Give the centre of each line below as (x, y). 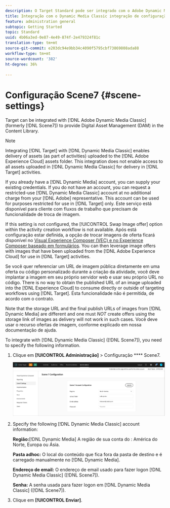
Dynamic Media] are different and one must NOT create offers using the (80, 314)
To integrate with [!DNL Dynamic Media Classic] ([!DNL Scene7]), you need (83, 340)
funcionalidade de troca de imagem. (43, 214)
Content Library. (22, 131)
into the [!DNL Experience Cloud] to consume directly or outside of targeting (85, 288)
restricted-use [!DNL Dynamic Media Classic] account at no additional (78, 193)
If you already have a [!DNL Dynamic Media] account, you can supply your (83, 182)
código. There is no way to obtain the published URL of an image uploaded (83, 283)
